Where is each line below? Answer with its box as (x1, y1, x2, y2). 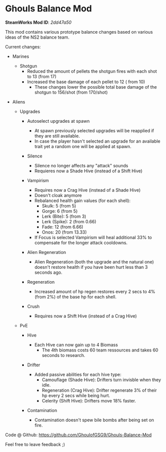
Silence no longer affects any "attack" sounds (34, 162, 128, 168)
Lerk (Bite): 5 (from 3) (42, 213, 87, 219)
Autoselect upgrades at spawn (27, 118, 90, 124)
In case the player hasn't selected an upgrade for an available (34, 138, 161, 144)
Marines (12, 53, 29, 59)
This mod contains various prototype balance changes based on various (5, 29, 153, 35)
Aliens (12, 99, 26, 104)
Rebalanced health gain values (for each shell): (34, 198, 131, 203)
